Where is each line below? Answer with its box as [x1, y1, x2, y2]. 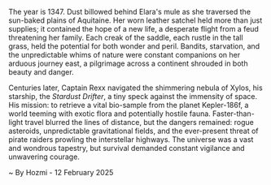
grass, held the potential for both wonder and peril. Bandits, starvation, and [8, 41, 260, 51]
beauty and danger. [8, 67, 75, 76]
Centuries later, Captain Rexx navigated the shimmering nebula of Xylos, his [8, 83, 263, 92]
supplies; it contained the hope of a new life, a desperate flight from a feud [8, 24, 259, 33]
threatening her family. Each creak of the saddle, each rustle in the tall [8, 32, 243, 42]
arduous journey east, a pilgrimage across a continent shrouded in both [8, 58, 248, 68]
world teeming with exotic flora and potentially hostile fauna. [8, 109, 212, 118]
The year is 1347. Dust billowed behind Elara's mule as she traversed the [8, 7, 251, 16]
